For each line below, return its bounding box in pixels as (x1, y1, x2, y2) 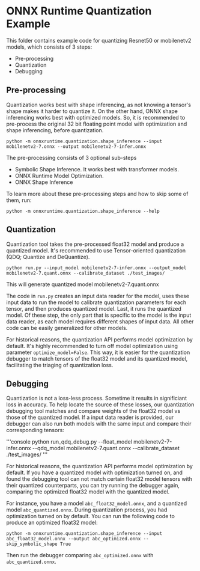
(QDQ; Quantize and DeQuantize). (6, 253, 90, 260)
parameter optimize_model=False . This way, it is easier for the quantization (6, 349, 190, 356)
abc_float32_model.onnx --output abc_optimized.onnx (6, 536, 141, 542)
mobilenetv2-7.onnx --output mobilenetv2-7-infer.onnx (6, 143, 147, 150)
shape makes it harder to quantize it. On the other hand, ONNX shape (6, 107, 178, 115)
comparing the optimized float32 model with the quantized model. (6, 488, 170, 495)
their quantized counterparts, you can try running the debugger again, (6, 482, 180, 489)
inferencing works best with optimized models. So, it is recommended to (6, 114, 186, 121)
